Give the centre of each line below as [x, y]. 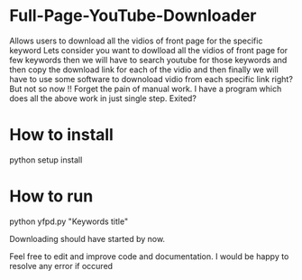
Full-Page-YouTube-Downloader [133, 16]
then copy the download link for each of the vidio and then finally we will [144, 70]
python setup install [46, 160]
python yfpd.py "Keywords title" [69, 221]
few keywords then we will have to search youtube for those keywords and [148, 60]
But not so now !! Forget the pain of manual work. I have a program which [146, 89]
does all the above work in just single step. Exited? [103, 98]
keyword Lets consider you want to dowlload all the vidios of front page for [149, 50]
